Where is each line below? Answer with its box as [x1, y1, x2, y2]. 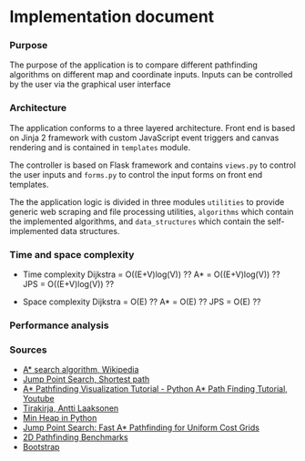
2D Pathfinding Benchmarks [22, 432, 129, 443]
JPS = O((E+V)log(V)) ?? [22, 279, 115, 290]
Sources [9, 343, 47, 356]
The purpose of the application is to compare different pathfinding [9, 59, 258, 70]
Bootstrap [22, 442, 60, 453]
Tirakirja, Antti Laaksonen [22, 403, 119, 414]
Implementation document [9, 6, 215, 27]
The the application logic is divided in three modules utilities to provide [9, 196, 285, 207]
